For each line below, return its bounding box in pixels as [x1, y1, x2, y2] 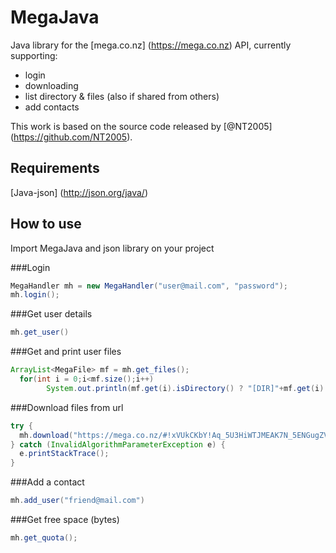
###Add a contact [10, 476, 85, 488]
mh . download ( [19, 430, 74, 440]
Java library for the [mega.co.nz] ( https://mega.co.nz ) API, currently [10, 39, 292, 51]
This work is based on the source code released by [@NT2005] [10, 120, 273, 132]
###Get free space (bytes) [10, 514, 120, 526]
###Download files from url [10, 401, 124, 413]
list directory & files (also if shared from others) [24, 90, 220, 102]
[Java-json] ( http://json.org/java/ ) [10, 186, 148, 198]
